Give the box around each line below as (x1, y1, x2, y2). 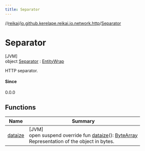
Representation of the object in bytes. (29, 138, 115, 145)
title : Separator (5, 7, 40, 12)
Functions (5, 103, 36, 111)
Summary (72, 118, 95, 124)
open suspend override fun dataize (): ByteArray (29, 132, 138, 138)
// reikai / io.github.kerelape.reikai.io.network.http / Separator (5, 20, 121, 26)
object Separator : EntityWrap (5, 58, 64, 64)
